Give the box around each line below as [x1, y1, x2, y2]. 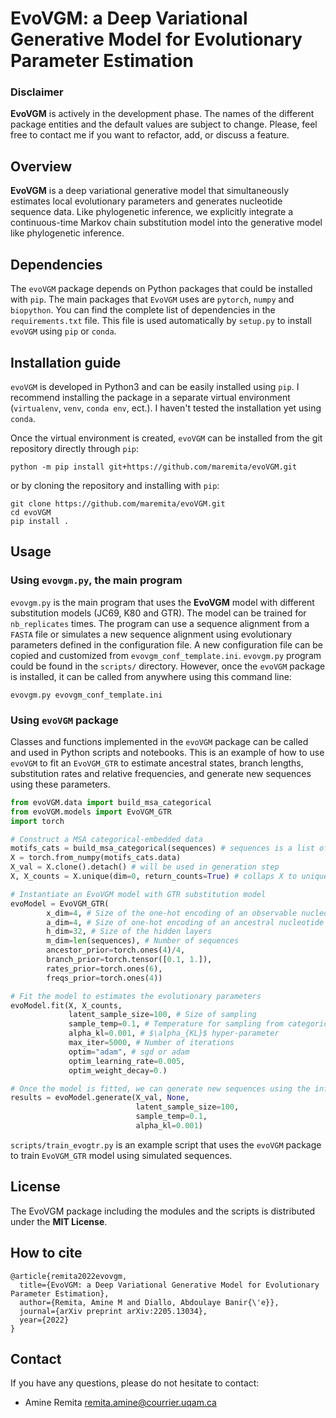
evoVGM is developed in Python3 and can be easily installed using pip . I [10, 380, 300, 392]
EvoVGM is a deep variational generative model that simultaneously [10, 185, 290, 197]
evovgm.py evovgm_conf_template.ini [10, 690, 163, 700]
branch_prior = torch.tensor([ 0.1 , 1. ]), [46, 955, 213, 965]
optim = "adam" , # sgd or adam [68, 1047, 190, 1057]
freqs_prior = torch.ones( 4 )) [46, 973, 163, 983]
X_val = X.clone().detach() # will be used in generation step [10, 862, 280, 872]
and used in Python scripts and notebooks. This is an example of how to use [10, 746, 325, 758]
